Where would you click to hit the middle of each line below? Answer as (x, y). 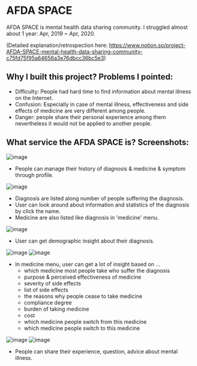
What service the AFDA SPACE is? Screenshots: (98, 142)
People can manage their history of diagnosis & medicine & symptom (100, 169)
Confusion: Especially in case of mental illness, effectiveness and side (102, 104)
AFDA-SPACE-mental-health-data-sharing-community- (74, 51)
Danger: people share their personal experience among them (90, 117)
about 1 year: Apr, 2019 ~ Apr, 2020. (51, 33)
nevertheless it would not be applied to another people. (83, 123)
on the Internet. (34, 98)
